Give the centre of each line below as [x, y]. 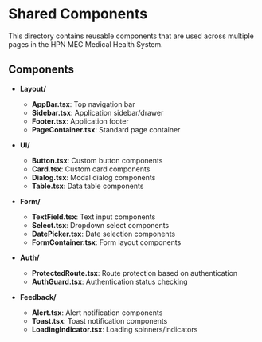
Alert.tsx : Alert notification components [97, 313]
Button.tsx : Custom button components [97, 160]
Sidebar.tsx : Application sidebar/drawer [98, 112]
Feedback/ [38, 297]
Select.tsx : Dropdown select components [100, 225]
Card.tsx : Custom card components [91, 169]
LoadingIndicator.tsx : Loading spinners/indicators [115, 329]
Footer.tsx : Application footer [80, 121]
